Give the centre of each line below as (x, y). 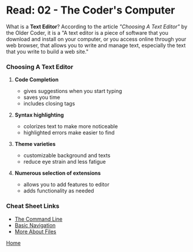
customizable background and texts (67, 155)
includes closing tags (49, 104)
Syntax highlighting (39, 115)
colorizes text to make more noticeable (71, 127)
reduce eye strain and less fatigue (64, 162)
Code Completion (36, 79)
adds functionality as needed (59, 191)
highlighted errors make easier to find (69, 132)
